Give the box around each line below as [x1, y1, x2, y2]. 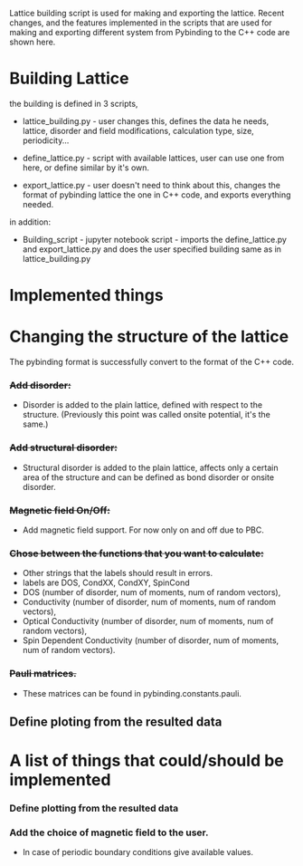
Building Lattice [9, 68, 129, 89]
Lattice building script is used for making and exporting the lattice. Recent [9, 8, 285, 18]
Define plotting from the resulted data [9, 802, 179, 814]
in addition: [9, 216, 52, 227]
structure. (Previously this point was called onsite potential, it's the [22, 409, 271, 420]
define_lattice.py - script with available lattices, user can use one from [22, 152, 285, 163]
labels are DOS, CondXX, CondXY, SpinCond [22, 577, 190, 588]
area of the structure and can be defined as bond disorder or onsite [22, 471, 274, 483]
